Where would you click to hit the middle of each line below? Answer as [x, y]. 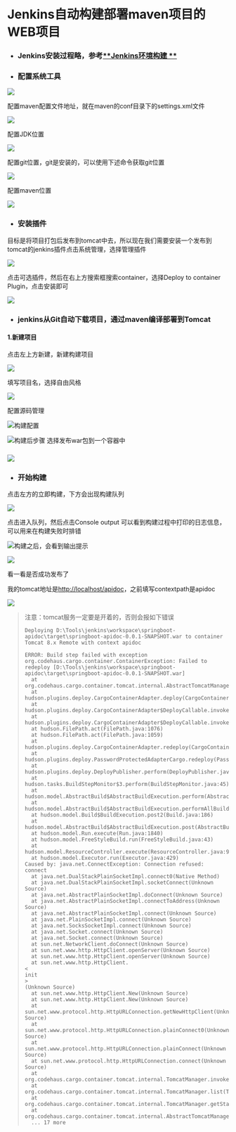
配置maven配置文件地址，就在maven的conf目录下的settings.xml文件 [106, 106]
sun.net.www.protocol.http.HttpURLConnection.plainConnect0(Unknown [127, 1031]
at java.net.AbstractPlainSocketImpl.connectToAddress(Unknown [125, 901]
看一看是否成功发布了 [38, 574]
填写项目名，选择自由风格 [44, 382]
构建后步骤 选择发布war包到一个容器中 [70, 440]
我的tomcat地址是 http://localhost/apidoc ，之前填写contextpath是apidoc [111, 589]
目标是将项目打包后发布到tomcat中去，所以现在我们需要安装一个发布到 [110, 240]
